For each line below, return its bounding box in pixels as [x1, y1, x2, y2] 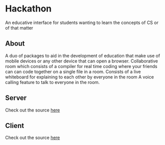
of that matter [5, 24, 33, 30]
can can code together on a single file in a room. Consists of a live [5, 68, 141, 74]
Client [5, 121, 24, 130]
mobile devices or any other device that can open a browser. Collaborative [5, 58, 158, 64]
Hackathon [5, 3, 52, 14]
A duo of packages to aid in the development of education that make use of [5, 52, 161, 58]
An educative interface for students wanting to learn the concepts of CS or [5, 19, 159, 25]
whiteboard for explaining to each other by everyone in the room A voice [5, 73, 154, 80]
